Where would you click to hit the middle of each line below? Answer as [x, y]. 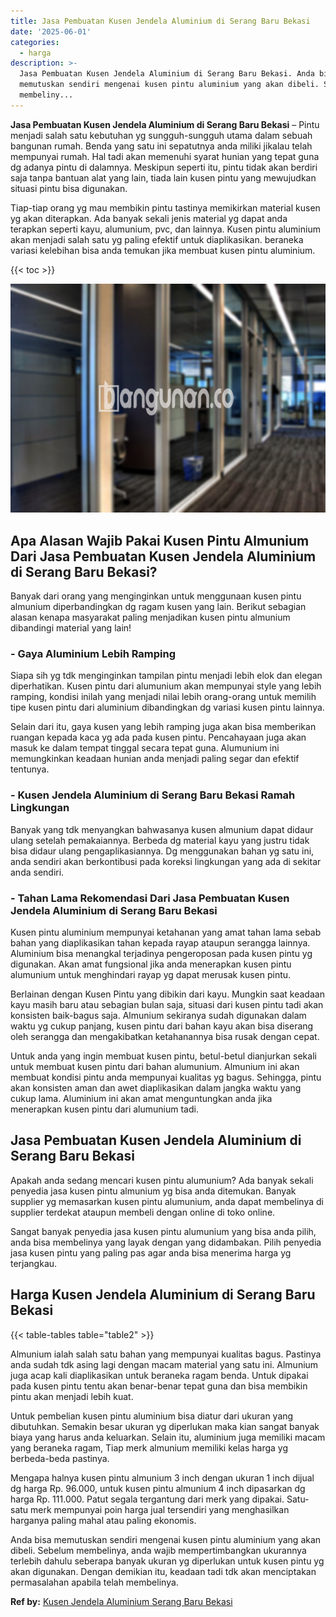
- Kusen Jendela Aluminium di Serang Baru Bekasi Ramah [153, 795]
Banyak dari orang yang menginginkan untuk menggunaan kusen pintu [156, 596]
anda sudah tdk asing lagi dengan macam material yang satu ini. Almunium [164, 1364]
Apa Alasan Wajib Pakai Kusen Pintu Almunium [160, 540]
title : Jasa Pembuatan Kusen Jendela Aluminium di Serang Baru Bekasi [160, 21]
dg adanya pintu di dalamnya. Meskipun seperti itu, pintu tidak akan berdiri [164, 167]
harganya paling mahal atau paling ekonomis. [103, 1520]
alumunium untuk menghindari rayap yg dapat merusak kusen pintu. [151, 974]
